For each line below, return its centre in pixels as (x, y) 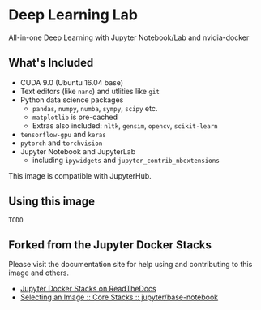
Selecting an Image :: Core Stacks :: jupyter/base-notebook (119, 297)
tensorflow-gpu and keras (63, 134)
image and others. (39, 273)
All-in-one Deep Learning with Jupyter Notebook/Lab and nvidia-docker (129, 37)
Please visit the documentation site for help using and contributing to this (130, 265)
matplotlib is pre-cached (75, 117)
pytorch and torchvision (61, 143)
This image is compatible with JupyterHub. (80, 175)
